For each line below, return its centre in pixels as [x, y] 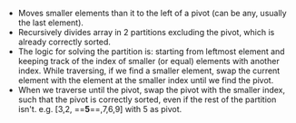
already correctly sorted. [64, 42]
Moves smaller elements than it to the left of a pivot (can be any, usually [153, 13]
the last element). [51, 23]
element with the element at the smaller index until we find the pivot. [146, 80]
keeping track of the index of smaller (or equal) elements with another [148, 61]
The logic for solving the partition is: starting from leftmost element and [151, 52]
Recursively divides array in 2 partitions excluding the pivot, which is [146, 32]
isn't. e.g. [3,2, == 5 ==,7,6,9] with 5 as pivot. [100, 109]
